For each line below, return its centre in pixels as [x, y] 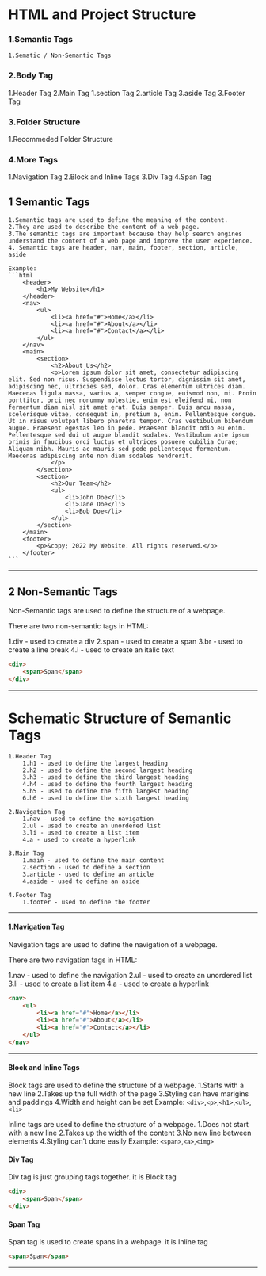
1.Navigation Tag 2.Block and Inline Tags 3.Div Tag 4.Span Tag [110, 177]
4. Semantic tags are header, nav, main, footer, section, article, [123, 248]
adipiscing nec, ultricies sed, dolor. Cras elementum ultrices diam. [127, 387]
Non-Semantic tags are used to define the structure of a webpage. [117, 611]
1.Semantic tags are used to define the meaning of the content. [118, 220]
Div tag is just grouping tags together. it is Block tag [92, 1177]
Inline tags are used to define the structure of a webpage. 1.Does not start [129, 1125]
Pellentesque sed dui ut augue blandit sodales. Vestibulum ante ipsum [129, 435]
